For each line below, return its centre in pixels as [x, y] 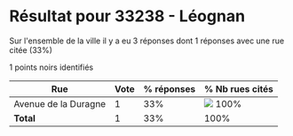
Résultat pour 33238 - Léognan [127, 16]
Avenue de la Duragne [60, 103]
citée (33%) [31, 49]
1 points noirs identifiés [51, 67]
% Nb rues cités [238, 88]
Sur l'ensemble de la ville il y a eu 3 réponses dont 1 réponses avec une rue [147, 41]
